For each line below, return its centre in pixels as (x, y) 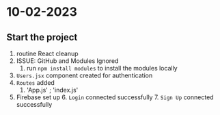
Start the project (42, 37)
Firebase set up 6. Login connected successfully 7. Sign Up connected (115, 97)
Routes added (36, 82)
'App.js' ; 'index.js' (52, 90)
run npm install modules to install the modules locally (102, 68)
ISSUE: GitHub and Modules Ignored (67, 61)
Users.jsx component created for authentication (84, 75)
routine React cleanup (47, 53)
